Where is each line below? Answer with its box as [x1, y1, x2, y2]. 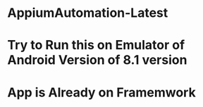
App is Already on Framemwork [7, 84, 196, 100]
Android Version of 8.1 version [7, 52, 187, 68]
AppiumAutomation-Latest [7, 5, 168, 21]
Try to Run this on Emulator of [7, 37, 185, 53]
